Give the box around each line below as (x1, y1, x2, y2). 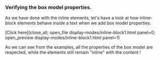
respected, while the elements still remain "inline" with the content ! (5, 49, 141, 55)
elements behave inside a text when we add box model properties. (17, 20, 152, 26)
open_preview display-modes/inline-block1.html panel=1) (5, 35, 120, 40)
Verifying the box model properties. (5, 4, 92, 11)
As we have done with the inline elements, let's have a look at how (5, 15, 139, 21)
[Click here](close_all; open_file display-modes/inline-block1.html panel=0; (5, 30, 156, 36)
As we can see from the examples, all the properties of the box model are (5, 44, 153, 50)
